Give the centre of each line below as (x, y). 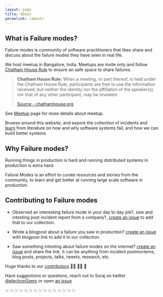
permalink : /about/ (25, 18)
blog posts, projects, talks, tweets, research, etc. (61, 257)
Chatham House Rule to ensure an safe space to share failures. (68, 70)
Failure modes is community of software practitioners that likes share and (79, 50)
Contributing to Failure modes (51, 201)
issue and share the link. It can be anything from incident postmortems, (83, 251)
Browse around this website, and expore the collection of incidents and (76, 123)
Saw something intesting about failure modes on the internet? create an (84, 246)
